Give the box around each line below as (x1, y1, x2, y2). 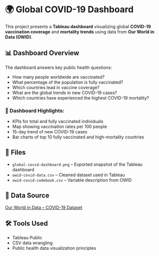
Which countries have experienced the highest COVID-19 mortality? (12, 95, 149, 101)
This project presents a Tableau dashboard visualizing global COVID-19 (5, 23, 151, 30)
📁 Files (5, 148, 26, 157)
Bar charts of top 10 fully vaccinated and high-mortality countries (12, 134, 144, 140)
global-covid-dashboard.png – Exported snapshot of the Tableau (12, 161, 143, 167)
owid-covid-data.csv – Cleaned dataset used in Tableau (12, 172, 125, 178)
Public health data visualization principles (12, 245, 97, 251)
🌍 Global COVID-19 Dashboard (5, 4, 134, 15)
